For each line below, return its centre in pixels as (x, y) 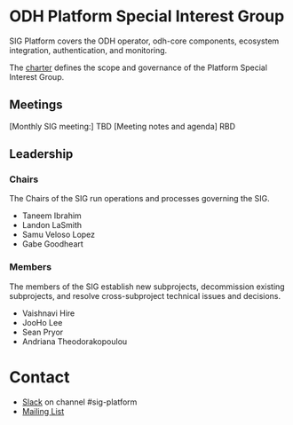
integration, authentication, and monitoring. (88, 50)
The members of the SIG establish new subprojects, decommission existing (147, 287)
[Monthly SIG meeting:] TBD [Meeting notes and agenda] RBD (123, 126)
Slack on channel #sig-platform (79, 402)
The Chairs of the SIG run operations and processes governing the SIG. (140, 199)
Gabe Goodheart (53, 244)
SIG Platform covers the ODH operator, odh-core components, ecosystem (144, 41)
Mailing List (43, 411)
